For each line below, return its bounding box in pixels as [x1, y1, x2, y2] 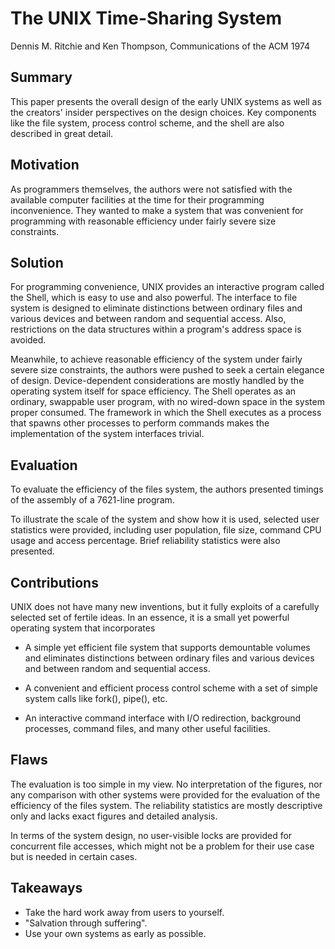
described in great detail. [10, 127, 114, 139]
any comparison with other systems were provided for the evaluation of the [10, 788, 321, 801]
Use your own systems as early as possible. [24, 927, 207, 939]
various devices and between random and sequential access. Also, [10, 313, 287, 325]
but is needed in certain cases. [10, 850, 138, 862]
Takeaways [10, 880, 83, 897]
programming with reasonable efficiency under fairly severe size [10, 215, 277, 227]
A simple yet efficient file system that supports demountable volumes [24, 642, 311, 653]
